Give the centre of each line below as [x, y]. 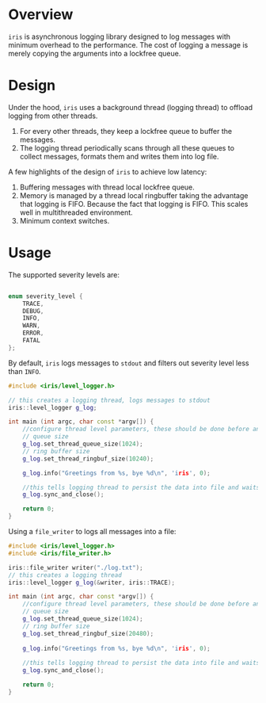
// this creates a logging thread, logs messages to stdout [110, 400]
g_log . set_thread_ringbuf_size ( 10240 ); [88, 458]
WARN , [32, 326]
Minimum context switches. [65, 220]
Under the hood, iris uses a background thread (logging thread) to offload [131, 107]
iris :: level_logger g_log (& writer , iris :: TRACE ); [92, 583]
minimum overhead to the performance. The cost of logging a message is [128, 44]
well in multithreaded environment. [76, 212]
